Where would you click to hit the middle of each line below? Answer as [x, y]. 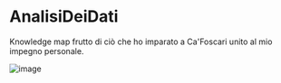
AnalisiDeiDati [64, 17]
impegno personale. [47, 51]
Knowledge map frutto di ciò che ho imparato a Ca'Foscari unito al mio [141, 41]
